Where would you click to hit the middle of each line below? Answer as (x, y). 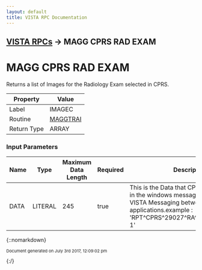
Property (27, 99)
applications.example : (161, 210)
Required (111, 170)
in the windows (151, 195)
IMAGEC (62, 109)
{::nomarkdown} (26, 240)
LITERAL (44, 206)
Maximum (77, 162)
